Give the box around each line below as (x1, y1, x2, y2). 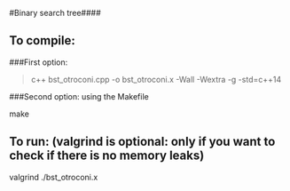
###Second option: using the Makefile (9, 91, 149, 101)
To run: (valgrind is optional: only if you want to (9, 134, 276, 149)
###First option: (9, 57, 68, 68)
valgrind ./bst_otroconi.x (9, 171, 98, 182)
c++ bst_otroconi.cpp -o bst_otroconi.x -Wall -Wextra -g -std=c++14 (30, 74, 282, 84)
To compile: (9, 33, 75, 48)
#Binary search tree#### (9, 8, 102, 18)
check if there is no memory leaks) (9, 148, 205, 163)
